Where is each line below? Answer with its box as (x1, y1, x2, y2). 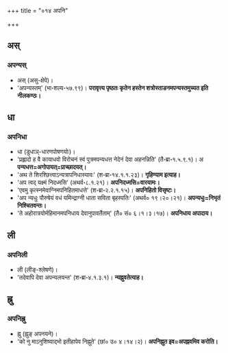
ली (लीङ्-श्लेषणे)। (16, 265, 58, 274)
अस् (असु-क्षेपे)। (16, 76, 53, 84)
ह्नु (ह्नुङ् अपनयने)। (16, 329, 58, 338)
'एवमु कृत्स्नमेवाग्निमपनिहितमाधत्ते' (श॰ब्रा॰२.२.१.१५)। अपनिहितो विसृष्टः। (16, 186, 177, 194)
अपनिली (7, 250, 27, 259)
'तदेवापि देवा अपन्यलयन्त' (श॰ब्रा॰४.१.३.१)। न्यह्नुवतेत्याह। (16, 274, 144, 282)
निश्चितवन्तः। (16, 202, 47, 210)
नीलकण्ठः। (16, 91, 41, 99)
